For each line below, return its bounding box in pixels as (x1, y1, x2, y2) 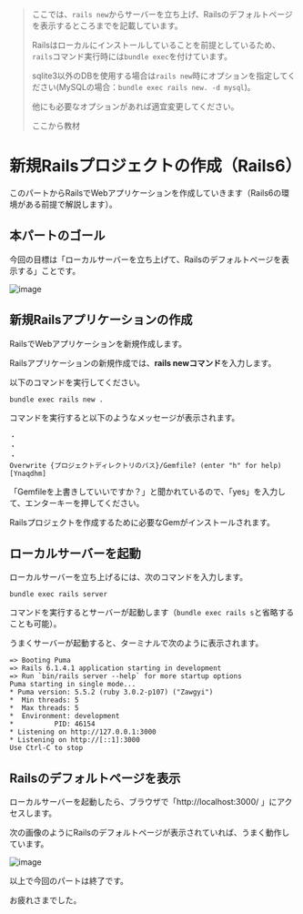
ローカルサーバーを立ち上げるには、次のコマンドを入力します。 (9, 572, 248, 583)
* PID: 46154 (9, 719, 96, 729)
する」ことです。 (16, 265, 81, 276)
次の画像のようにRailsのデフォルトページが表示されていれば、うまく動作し (9, 828, 290, 838)
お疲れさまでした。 (9, 895, 82, 906)
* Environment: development (9, 712, 120, 721)
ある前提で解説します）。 (25, 198, 117, 209)
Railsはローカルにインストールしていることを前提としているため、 (31, 40, 280, 50)
